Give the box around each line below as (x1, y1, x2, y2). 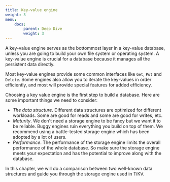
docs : (14, 21, 26, 27)
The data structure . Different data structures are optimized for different (12, 107, 161, 113)
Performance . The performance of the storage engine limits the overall (12, 139, 161, 145)
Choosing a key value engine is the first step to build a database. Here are (5, 92, 160, 98)
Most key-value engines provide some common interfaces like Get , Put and (5, 71, 162, 77)
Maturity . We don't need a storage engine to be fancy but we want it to (12, 118, 161, 124)
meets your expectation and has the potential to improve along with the (12, 150, 161, 156)
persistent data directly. (5, 62, 55, 67)
